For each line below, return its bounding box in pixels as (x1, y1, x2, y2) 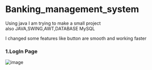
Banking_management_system (5, 4, 139, 15)
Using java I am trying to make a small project (5, 20, 101, 26)
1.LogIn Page (5, 48, 38, 55)
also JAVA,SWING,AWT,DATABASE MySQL (5, 25, 95, 31)
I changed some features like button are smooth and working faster (5, 35, 147, 41)
